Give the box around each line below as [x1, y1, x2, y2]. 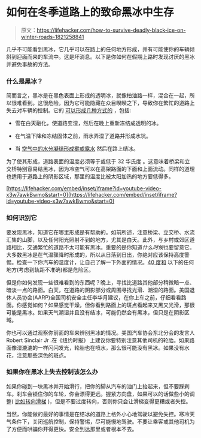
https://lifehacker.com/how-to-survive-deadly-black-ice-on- [36, 26, 186, 34]
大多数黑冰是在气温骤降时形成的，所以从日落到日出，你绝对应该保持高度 [6, 251, 184, 258]
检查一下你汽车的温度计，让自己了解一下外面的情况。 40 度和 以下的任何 [16, 259, 194, 266]
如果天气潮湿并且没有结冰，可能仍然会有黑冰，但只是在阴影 [37, 308, 184, 316]
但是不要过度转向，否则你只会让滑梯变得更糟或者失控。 [54, 397, 191, 405]
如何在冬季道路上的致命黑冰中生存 [6, 5, 175, 19]
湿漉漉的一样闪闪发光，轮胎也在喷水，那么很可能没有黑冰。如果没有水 [16, 344, 190, 351]
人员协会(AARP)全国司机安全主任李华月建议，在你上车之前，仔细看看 [11, 293, 181, 301]
